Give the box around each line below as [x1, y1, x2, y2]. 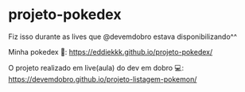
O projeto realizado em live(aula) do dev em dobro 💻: [8, 63, 185, 72]
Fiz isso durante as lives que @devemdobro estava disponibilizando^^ [8, 32, 237, 41]
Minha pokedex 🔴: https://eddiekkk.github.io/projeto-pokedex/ [8, 47, 213, 56]
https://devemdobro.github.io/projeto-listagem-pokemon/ [8, 74, 197, 84]
